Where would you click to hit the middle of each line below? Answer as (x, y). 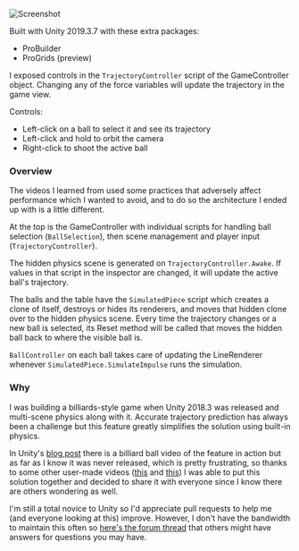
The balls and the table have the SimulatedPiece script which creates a (139, 300)
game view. (30, 94)
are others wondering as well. (64, 491)
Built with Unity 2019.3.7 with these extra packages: (104, 31)
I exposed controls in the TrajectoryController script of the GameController (149, 75)
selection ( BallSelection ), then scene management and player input (135, 236)
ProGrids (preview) (57, 58)
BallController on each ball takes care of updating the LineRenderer (136, 355)
